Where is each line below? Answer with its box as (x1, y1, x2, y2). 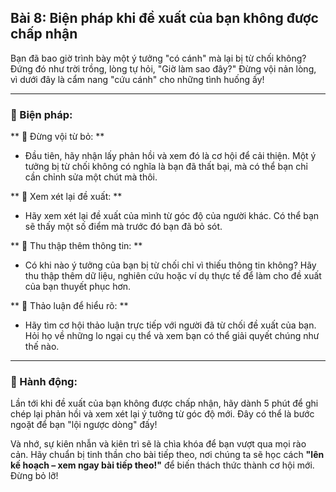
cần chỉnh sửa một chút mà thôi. (24, 171, 158, 183)
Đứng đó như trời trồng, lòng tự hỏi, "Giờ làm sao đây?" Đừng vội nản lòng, (10, 62, 317, 75)
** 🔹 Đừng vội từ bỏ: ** (10, 131, 105, 143)
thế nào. (24, 341, 60, 353)
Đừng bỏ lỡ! (10, 470, 59, 482)
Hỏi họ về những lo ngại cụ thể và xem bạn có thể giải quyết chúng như (24, 330, 320, 342)
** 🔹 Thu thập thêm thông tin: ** (10, 240, 143, 252)
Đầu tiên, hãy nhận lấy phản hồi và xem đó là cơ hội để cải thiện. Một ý (24, 150, 317, 162)
